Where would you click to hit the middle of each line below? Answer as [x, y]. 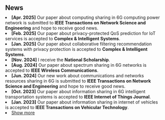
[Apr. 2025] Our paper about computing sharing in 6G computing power [86, 17]
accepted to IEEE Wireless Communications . [52, 70]
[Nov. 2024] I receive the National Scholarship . [61, 60]
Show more [23, 113]
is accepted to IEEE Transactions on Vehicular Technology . [67, 107]
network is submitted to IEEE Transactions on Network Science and [76, 23]
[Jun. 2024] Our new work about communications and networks [78, 76]
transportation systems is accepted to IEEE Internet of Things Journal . [78, 97]
